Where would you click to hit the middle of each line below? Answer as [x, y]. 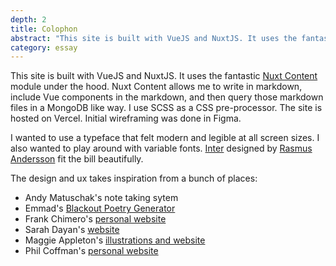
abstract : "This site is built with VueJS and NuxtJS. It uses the [154, 38]
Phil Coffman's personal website [91, 251]
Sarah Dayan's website [72, 230]
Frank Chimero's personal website [95, 219]
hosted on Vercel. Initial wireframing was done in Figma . [126, 118]
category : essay [44, 47]
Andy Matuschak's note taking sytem [101, 198]
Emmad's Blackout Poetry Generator [100, 208]
